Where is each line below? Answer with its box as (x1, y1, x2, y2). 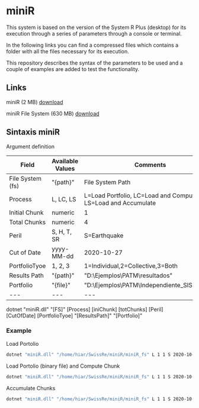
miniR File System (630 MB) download (6, 110, 99, 117)
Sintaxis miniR (6, 127, 60, 137)
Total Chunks (9, 218, 46, 226)
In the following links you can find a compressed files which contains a (6, 41, 179, 49)
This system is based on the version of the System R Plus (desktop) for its (6, 24, 187, 31)
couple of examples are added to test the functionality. (6, 65, 140, 72)
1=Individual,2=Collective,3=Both (84, 262, 178, 270)
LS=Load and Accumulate (84, 198, 156, 207)
